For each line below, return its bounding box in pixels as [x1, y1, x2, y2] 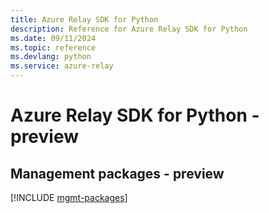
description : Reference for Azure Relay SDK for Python [10, 24, 248, 34]
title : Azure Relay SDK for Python [10, 14, 159, 25]
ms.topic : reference [10, 42, 97, 53]
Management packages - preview [10, 165, 225, 182]
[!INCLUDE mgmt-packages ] [10, 192, 128, 203]
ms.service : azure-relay [10, 61, 114, 71]
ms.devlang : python [10, 52, 92, 62]
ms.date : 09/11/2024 [10, 33, 97, 43]
